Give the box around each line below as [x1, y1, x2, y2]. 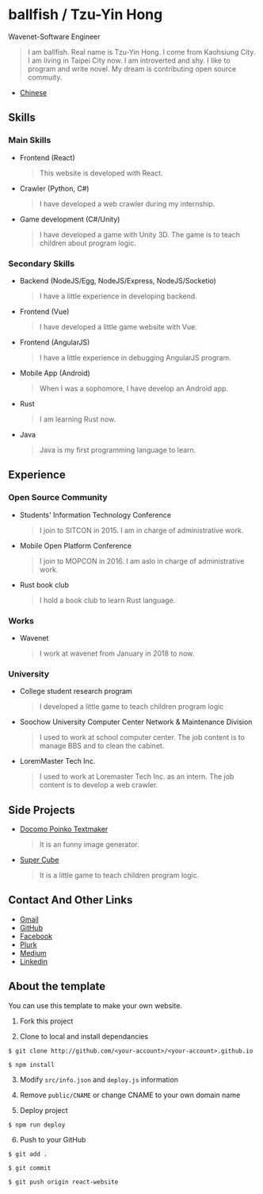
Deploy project [19, 1105, 69, 1115]
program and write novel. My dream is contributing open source [27, 64, 237, 73]
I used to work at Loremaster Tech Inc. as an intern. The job [39, 772, 234, 781]
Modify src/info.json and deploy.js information [19, 1074, 178, 1084]
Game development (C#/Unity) [19, 214, 120, 224]
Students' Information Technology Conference [19, 510, 172, 519]
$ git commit [8, 1164, 51, 1172]
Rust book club [19, 580, 70, 589]
